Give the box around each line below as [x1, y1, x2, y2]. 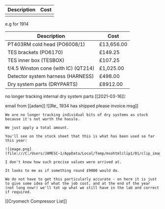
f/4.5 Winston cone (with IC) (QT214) [7, 65, 95, 72]
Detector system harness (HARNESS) [7, 73, 94, 79]
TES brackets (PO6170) [7, 49, 63, 55]
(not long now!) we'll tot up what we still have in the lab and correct [5, 185, 160, 190]
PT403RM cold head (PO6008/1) [7, 41, 85, 48]
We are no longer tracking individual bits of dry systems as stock [5, 112, 148, 117]
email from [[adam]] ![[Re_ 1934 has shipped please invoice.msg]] [5, 103, 138, 108]
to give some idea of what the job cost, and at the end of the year [5, 181, 151, 186]
